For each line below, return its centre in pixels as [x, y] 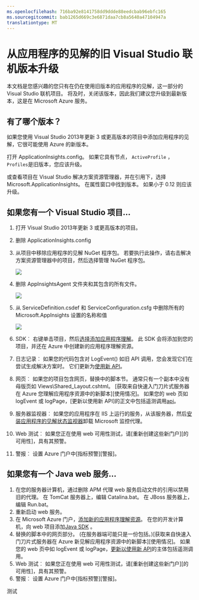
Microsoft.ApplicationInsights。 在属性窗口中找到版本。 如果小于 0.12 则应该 [99, 184]
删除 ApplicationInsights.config [53, 240]
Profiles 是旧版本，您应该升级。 [46, 164]
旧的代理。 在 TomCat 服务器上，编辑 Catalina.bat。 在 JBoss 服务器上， [104, 497]
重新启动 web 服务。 [40, 512]
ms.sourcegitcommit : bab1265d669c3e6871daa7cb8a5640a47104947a [86, 17]
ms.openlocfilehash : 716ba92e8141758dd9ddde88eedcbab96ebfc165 [86, 12]
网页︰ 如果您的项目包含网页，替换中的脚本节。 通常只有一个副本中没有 [102, 379]
